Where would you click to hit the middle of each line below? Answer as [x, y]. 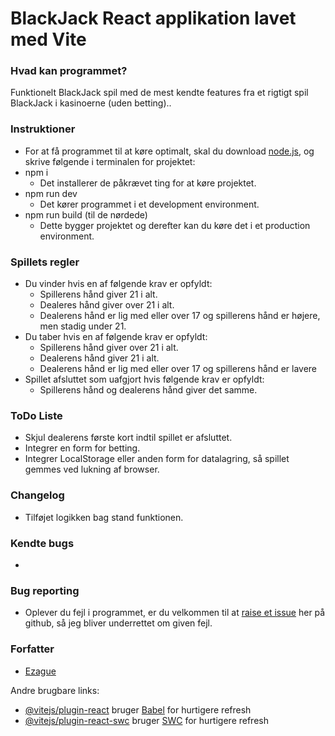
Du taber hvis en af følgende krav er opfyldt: [116, 337]
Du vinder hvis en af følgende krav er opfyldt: [118, 284]
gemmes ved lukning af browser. [92, 469]
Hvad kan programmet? [69, 71]
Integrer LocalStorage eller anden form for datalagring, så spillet [157, 459]
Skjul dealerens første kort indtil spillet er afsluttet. [128, 438]
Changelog [37, 495]
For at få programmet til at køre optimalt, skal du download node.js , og [169, 151]
